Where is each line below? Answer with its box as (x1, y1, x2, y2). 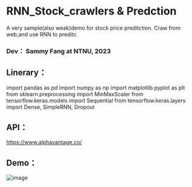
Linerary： (6, 68, 47, 78)
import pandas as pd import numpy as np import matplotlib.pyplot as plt (6, 84, 185, 91)
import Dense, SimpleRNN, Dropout (6, 103, 95, 110)
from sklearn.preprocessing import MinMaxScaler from (6, 90, 144, 97)
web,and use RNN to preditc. (6, 30, 79, 38)
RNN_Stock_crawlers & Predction (6, 4, 177, 18)
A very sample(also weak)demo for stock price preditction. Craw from (6, 24, 180, 31)
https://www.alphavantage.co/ (6, 139, 82, 146)
